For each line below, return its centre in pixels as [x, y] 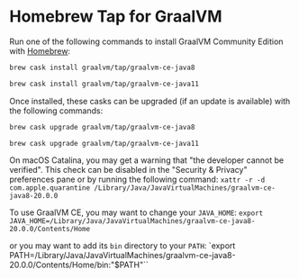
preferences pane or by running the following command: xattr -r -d [137, 179]
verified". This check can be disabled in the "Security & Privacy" [128, 170]
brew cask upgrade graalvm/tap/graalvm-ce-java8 [102, 127]
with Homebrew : [40, 50]
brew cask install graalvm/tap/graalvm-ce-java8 [102, 67]
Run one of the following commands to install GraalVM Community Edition [146, 41]
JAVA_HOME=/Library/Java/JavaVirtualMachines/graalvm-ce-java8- [132, 221]
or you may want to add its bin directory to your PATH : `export [122, 246]
